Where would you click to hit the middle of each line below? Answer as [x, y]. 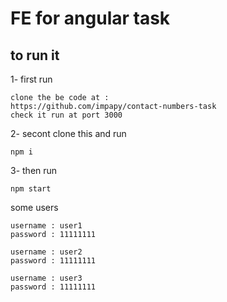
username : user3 [46, 278]
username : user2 [46, 252]
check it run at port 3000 [66, 115]
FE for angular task [90, 18]
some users [34, 207]
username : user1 [46, 226]
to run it [35, 55]
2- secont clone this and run [68, 133]
